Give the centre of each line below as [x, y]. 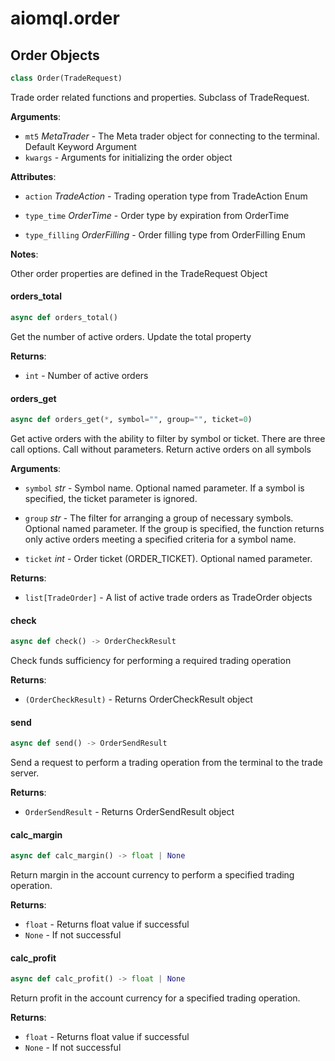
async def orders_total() [64, 318]
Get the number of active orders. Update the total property [131, 336]
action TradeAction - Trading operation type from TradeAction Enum [166, 196]
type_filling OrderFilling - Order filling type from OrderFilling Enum [165, 234]
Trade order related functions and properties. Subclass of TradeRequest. [160, 97]
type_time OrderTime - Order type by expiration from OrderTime [157, 215]
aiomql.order [65, 18]
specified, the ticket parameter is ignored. [111, 499]
